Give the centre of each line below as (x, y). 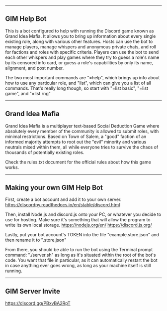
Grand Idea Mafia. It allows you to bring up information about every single (81, 36)
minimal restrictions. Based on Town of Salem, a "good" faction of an (76, 136)
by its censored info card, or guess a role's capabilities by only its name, (79, 62)
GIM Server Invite (33, 291)
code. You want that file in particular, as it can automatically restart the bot (81, 260)
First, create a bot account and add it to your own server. (63, 199)
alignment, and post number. (35, 68)
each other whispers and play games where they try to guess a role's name (82, 57)
